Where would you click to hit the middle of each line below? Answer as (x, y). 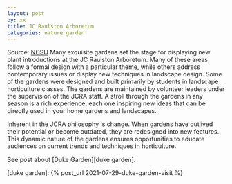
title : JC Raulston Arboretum (51, 26)
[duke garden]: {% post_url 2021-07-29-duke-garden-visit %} (95, 173)
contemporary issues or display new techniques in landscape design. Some (115, 74)
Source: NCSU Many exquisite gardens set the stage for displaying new (109, 52)
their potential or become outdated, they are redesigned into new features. (113, 132)
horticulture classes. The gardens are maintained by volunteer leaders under (116, 89)
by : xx (17, 20)
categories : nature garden (46, 33)
